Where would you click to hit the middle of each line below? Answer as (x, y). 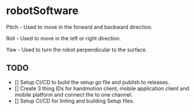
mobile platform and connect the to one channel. (73, 94)
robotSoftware (42, 11)
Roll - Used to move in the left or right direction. (64, 38)
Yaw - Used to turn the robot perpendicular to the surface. (77, 49)
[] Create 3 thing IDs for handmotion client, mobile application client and (102, 88)
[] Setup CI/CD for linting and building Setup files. (75, 101)
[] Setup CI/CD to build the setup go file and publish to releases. (92, 82)
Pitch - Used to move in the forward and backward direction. (79, 27)
